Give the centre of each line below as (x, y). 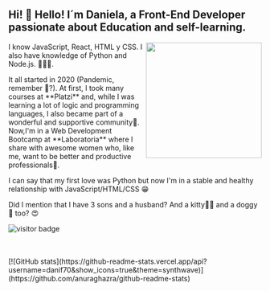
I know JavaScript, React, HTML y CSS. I (76, 47)
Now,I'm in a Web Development (60, 130)
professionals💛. (34, 165)
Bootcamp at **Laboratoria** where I (71, 139)
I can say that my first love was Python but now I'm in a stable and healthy (131, 180)
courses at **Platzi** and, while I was (72, 96)
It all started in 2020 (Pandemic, (61, 79)
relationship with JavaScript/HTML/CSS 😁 (79, 189)
